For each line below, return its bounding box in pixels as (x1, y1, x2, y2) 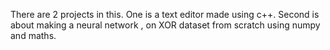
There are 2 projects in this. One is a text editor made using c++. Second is (10, 9, 320, 20)
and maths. (10, 30, 57, 41)
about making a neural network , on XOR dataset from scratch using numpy (10, 19, 321, 31)
